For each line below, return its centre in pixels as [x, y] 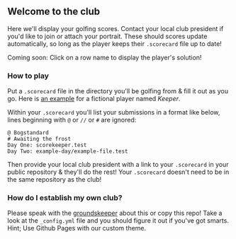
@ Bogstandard [28, 133]
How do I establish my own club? [65, 198]
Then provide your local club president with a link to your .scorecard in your [118, 165]
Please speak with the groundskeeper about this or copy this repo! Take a [115, 213]
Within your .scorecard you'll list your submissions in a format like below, [114, 112]
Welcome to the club [54, 12]
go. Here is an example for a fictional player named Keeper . [94, 99]
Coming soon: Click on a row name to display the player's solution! [105, 57]
